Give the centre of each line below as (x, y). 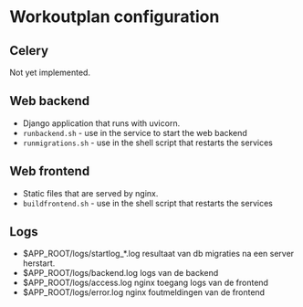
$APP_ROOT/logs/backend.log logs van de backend (120, 273)
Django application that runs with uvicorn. (101, 123)
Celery (29, 51)
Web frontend (50, 171)
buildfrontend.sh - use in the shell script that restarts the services (148, 203)
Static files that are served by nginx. (90, 193)
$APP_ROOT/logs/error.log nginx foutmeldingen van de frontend (144, 292)
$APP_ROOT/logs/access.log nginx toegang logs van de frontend (146, 283)
